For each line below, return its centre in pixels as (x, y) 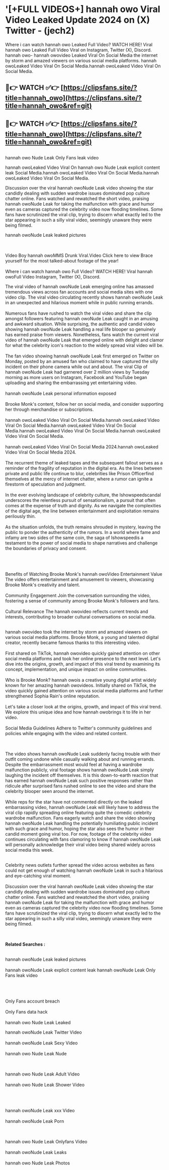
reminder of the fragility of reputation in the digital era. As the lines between (84, 468)
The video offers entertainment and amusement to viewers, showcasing (80, 580)
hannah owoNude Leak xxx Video (40, 1111)
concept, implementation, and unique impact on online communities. (76, 669)
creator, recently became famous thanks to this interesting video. (73, 643)
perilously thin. (21, 516)
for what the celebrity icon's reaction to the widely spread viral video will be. (84, 345)
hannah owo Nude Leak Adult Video (43, 1074)
